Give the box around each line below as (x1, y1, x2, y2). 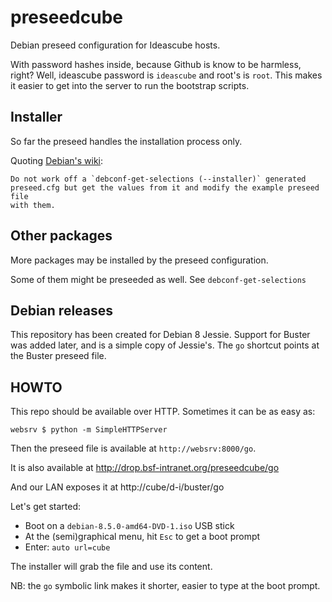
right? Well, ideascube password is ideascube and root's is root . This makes (10, 69, 323, 81)
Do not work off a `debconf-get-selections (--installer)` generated (10, 174, 307, 184)
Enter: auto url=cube (24, 541, 111, 553)
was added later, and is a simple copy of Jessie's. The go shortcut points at (10, 339, 320, 351)
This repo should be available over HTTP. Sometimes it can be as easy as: (10, 406, 316, 418)
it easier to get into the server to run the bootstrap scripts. (10, 79, 250, 91)
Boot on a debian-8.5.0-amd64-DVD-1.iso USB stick (24, 520, 235, 532)
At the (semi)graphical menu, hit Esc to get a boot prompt (24, 531, 261, 543)
